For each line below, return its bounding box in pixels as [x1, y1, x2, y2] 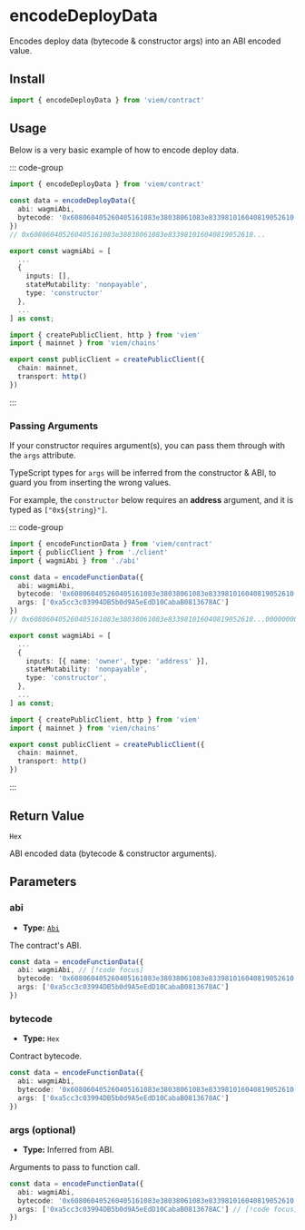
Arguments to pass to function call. [9, 1161, 141, 1172]
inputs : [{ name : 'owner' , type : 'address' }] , [25, 656, 209, 665]
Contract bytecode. [9, 1050, 83, 1062]
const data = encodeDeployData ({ [9, 196, 136, 205]
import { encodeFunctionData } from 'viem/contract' [9, 539, 213, 549]
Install [9, 72, 45, 87]
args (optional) [9, 1123, 76, 1136]
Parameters [9, 874, 77, 890]
